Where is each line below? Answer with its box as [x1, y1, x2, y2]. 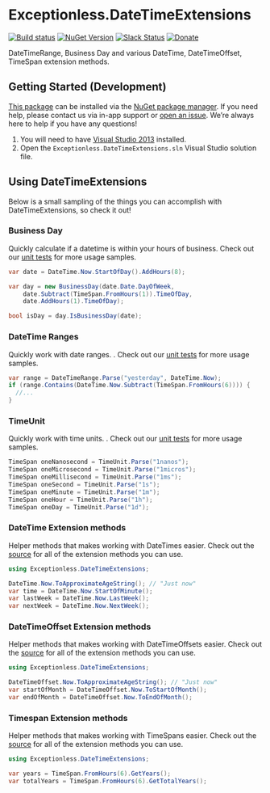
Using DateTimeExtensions [8, 175, 147, 189]
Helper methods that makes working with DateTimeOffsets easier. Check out [8, 639, 263, 649]
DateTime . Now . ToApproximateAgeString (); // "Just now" [8, 580, 197, 588]
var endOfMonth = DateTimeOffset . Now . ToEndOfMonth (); [8, 694, 193, 702]
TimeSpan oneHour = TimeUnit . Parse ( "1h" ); [8, 496, 153, 504]
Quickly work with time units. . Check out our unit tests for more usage [8, 434, 243, 444]
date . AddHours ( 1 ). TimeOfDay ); [23, 297, 125, 306]
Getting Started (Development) [8, 80, 167, 94]
